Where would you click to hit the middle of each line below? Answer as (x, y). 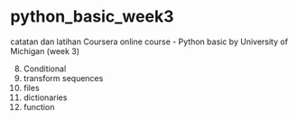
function (39, 106)
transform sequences (63, 78)
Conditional (45, 69)
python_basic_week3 (92, 17)
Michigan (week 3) (45, 51)
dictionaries (45, 97)
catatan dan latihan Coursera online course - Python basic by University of (149, 42)
